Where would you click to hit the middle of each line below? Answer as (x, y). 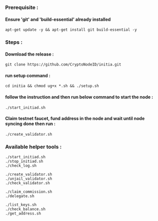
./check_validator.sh (28, 183)
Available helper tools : (33, 147)
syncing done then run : (30, 124)
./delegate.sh (20, 196)
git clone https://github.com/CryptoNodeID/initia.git (63, 65)
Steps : (14, 42)
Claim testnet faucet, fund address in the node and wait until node (75, 119)
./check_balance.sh (25, 209)
